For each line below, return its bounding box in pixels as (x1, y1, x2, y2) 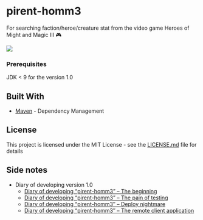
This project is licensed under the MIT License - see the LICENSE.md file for (6, 141, 197, 148)
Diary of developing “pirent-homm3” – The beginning (24, 187, 157, 195)
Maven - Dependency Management (15, 107, 105, 115)
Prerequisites (6, 59, 47, 68)
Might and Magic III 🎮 (6, 31, 62, 38)
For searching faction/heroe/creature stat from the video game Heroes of (6, 24, 190, 32)
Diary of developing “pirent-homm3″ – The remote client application (24, 207, 194, 214)
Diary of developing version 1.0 (15, 181, 93, 188)
